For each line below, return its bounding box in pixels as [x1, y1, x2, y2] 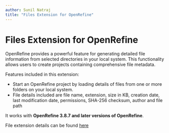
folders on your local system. [12, 87, 73, 93]
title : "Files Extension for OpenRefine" [5, 12, 94, 17]
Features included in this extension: [5, 72, 79, 78]
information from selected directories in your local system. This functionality [5, 56, 164, 62]
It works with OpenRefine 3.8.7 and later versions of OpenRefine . [5, 113, 144, 119]
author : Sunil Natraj [5, 7, 51, 13]
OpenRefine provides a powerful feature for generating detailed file [5, 51, 146, 57]
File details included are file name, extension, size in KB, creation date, [12, 92, 160, 98]
